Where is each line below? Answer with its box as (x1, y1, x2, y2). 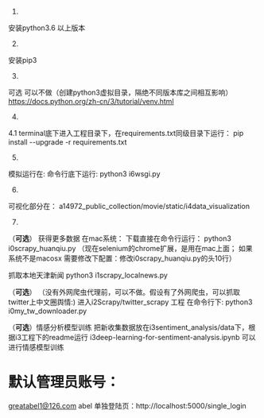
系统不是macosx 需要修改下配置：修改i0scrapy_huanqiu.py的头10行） (8, 254, 236, 263)
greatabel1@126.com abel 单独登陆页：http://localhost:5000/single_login (8, 401, 247, 410)
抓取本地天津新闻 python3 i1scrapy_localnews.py (8, 270, 169, 280)
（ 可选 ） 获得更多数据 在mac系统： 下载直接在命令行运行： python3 (8, 234, 232, 243)
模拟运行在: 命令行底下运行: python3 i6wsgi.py (8, 169, 161, 178)
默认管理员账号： (8, 373, 121, 392)
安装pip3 (8, 56, 37, 64)
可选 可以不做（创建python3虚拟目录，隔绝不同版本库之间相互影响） (8, 87, 233, 97)
